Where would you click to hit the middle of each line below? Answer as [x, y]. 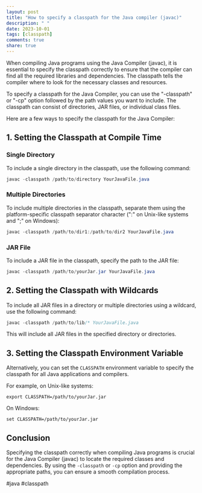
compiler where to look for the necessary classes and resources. [87, 82]
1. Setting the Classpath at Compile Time [84, 138]
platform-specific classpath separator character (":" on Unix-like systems [97, 214]
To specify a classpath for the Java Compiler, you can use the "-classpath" [99, 94]
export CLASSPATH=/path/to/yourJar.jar [56, 397]
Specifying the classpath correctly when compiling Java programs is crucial [100, 452]
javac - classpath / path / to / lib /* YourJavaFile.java [72, 323]
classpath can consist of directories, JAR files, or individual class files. [93, 107]
